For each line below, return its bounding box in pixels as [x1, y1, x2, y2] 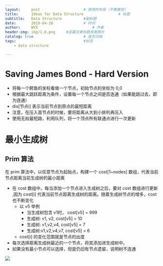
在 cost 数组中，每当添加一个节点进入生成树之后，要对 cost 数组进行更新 [12, 185, 158, 191]
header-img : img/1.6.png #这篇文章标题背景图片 [5, 30, 105, 34]
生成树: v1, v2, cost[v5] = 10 [26, 216, 83, 221]
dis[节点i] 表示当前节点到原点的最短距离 [12, 103, 92, 109]
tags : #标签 [5, 39, 93, 44]
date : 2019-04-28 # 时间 [5, 20, 95, 26]
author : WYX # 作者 [5, 25, 104, 30]
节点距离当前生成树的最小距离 [5, 175, 65, 181]
